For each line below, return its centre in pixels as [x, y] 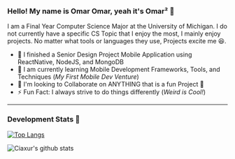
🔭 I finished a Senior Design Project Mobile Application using [105, 54]
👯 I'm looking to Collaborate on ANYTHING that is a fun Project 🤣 [111, 84]
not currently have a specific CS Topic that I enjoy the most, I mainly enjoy [114, 33]
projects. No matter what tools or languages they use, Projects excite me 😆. [117, 41]
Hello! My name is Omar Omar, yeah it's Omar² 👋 [91, 11]
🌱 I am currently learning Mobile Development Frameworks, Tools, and [119, 70]
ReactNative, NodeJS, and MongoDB [71, 62]
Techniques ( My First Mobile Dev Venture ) [78, 77]
